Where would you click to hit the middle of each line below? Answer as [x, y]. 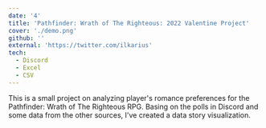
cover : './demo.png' [43, 30]
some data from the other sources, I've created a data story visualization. [130, 115]
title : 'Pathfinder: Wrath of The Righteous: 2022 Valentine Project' [129, 23]
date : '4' [25, 16]
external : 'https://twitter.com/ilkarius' [80, 46]
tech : [17, 53]
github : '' [27, 38]
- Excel [29, 68]
